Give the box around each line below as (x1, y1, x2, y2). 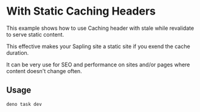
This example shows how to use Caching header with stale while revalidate (6, 24, 195, 32)
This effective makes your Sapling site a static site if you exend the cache (6, 43, 190, 50)
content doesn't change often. (6, 67, 82, 74)
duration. (6, 49, 29, 56)
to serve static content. (6, 30, 64, 38)
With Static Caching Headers (6, 4, 156, 18)
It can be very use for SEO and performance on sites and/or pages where (6, 61, 190, 68)
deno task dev (6, 101, 43, 107)
